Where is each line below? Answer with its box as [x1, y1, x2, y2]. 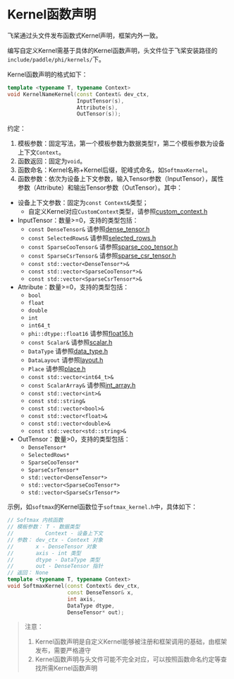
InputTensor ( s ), [76, 97, 125, 105]
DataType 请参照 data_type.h [27, 347, 108, 356]
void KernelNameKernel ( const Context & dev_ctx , [7, 91, 150, 98]
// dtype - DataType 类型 [7, 556, 100, 563]
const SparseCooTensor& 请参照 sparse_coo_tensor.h [27, 243, 178, 251]
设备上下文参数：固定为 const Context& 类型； [17, 199, 149, 207]
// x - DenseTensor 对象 [7, 542, 97, 550]
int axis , [67, 596, 97, 603]
